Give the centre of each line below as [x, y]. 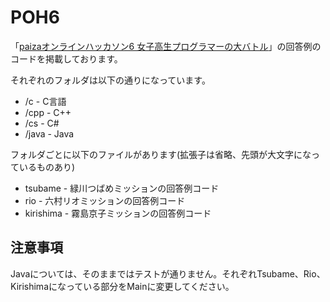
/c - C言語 [45, 101]
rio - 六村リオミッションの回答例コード [105, 200]
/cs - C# [42, 123]
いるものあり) [47, 167]
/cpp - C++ [48, 112]
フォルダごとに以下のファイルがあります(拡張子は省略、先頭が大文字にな [161, 154]
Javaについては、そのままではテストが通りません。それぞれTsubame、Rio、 [168, 273]
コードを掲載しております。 [66, 58]
